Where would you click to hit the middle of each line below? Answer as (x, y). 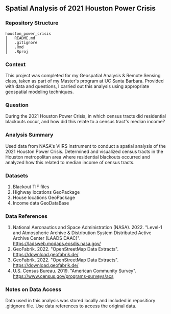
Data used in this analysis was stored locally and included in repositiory (80, 301)
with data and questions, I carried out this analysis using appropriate (77, 86)
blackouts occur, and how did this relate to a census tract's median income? (85, 122)
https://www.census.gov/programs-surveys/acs (63, 276)
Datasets (17, 175)
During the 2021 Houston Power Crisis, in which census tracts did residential (86, 116)
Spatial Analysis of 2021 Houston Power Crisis (80, 8)
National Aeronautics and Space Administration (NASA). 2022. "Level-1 (87, 228)
